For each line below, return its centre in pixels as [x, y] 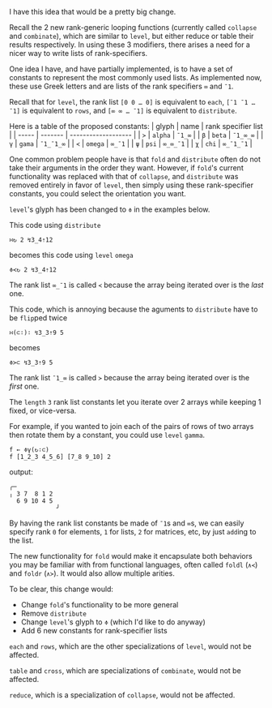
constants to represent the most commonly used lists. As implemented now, [136, 77]
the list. [21, 540]
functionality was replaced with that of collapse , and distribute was [124, 176]
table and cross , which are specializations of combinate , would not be [125, 671]
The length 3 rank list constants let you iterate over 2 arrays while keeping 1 [135, 402]
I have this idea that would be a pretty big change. [93, 12]
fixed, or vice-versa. [43, 410]
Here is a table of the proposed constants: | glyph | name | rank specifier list [136, 126]
